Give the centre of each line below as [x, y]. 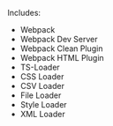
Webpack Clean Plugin [61, 48]
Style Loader [43, 104]
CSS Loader [42, 77]
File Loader [41, 95]
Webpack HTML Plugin [62, 58]
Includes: [24, 13]
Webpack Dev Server [59, 39]
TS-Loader [40, 67]
